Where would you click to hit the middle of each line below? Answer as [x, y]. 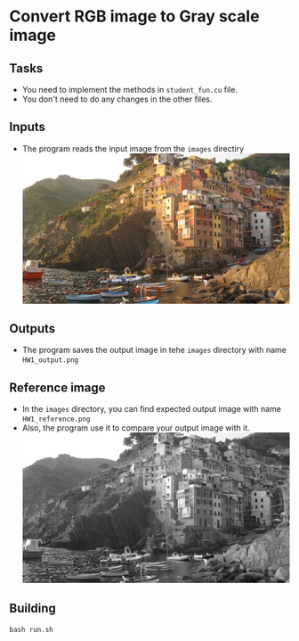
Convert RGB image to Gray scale [134, 16]
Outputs [32, 329]
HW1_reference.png [56, 419]
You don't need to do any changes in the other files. [117, 99]
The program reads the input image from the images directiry [133, 148]
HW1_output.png [50, 360]
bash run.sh [31, 629]
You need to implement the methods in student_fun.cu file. [130, 90]
